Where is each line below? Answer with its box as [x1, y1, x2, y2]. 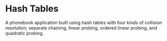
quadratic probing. [5, 30, 44, 36]
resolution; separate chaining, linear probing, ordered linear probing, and [5, 24, 157, 30]
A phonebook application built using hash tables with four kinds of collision [5, 19, 162, 25]
